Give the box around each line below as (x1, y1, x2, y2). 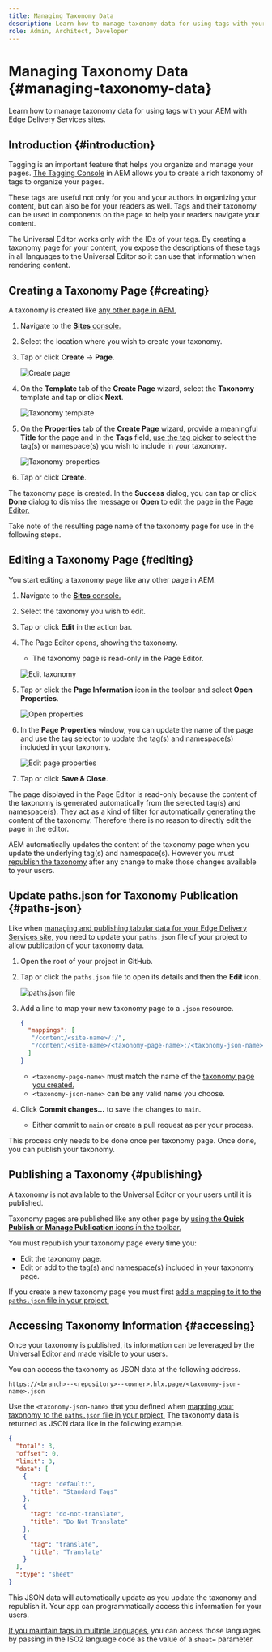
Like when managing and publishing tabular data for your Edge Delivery (8, 923, 248, 933)
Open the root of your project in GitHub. (19, 956, 154, 966)
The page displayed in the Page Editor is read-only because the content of (8, 789, 257, 799)
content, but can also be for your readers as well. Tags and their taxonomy (8, 201, 257, 211)
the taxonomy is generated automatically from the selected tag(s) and (8, 798, 241, 807)
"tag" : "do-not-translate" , (29, 1510, 125, 1518)
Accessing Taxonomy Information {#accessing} (8, 1319, 256, 1333)
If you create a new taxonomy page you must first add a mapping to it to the (8, 1287, 261, 1297)
